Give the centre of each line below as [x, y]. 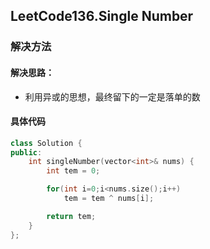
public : [26, 152]
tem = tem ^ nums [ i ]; [109, 199]
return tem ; [71, 216]
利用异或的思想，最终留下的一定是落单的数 [112, 96]
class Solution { [46, 143]
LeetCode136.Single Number [102, 16]
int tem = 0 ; [73, 171]
